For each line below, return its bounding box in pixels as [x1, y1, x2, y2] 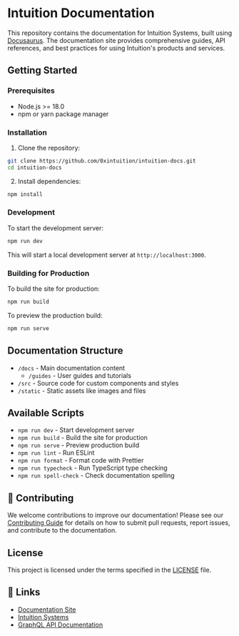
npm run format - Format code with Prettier [17, 456, 144, 465]
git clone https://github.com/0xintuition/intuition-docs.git [7, 157, 196, 165]
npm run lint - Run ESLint [17, 448, 95, 457]
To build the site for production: [7, 284, 100, 293]
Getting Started [7, 64, 78, 76]
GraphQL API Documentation [17, 620, 103, 629]
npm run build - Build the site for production [17, 434, 148, 442]
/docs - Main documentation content [17, 364, 126, 372]
